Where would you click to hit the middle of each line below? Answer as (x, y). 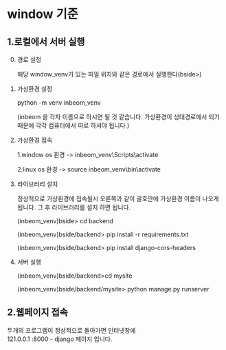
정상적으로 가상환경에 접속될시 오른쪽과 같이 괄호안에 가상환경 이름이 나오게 (118, 198)
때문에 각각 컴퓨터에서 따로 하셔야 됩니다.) (73, 125)
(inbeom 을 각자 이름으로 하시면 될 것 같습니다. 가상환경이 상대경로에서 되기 (118, 117)
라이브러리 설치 (37, 184)
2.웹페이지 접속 (38, 312)
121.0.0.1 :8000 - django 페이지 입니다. (60, 339)
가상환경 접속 (35, 140)
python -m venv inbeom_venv (59, 103)
